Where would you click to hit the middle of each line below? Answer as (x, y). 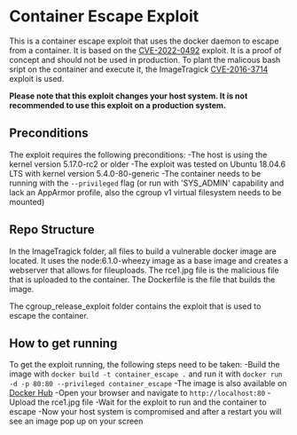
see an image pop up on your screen (76, 421)
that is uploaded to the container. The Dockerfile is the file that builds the (142, 279)
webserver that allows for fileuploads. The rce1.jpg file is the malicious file (144, 270)
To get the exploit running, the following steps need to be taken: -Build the (145, 365)
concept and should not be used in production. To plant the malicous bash (145, 59)
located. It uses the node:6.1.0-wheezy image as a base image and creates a (149, 260)
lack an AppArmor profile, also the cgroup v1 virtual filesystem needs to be (145, 192)
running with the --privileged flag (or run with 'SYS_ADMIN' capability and (147, 183)
